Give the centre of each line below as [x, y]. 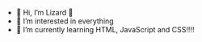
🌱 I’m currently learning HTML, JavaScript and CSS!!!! [105, 29]
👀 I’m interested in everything [65, 21]
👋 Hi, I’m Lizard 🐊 [44, 13]
